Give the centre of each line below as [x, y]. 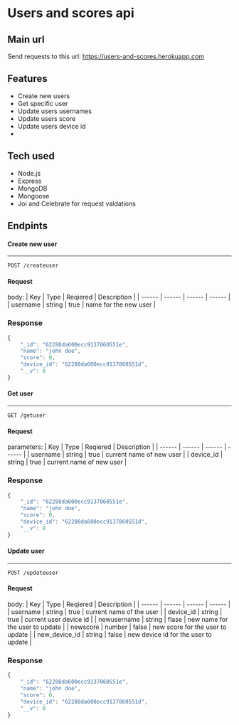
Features [27, 79]
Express [30, 181]
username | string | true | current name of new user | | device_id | [127, 455]
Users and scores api [71, 13]
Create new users [43, 96]
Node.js [29, 173]
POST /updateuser [33, 573]
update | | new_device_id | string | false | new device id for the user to [110, 635]
